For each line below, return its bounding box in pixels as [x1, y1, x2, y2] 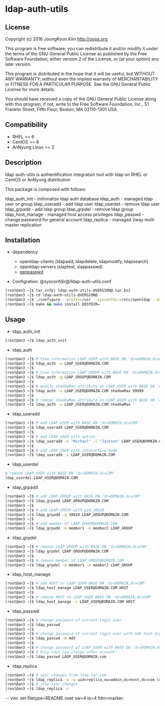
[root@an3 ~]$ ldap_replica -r [5, 686, 69, 691]
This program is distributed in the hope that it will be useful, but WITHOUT [5, 71, 155, 77]
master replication [5, 222, 42, 228]
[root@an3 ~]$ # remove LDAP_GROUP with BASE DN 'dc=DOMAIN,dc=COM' [5, 544, 148, 549]
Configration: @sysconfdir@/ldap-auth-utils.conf [12, 279, 111, 285]
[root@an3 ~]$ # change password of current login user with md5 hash [5, 631, 153, 636]
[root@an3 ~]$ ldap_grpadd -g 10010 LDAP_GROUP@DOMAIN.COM [5, 512, 129, 517]
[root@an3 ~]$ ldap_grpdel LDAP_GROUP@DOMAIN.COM [5, 549, 109, 554]
